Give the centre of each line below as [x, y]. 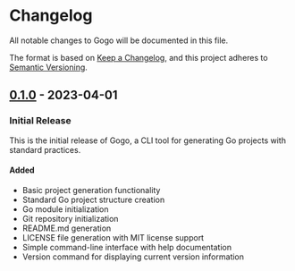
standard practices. [45, 149]
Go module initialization [65, 209]
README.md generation [67, 228]
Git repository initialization [70, 218]
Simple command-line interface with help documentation [127, 247]
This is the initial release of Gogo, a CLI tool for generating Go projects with [147, 140]
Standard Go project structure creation [93, 199]
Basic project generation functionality [91, 190]
